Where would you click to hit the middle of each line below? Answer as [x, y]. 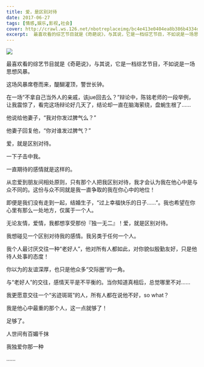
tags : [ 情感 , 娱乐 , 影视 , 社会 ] [39, 23]
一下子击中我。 [25, 157]
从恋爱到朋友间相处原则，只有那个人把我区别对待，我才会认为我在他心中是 [99, 182]
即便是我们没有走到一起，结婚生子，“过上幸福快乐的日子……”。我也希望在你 [101, 203]
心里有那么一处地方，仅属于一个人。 [52, 210]
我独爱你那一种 [25, 347]
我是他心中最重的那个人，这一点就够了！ [57, 308]
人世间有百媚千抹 [28, 334]
